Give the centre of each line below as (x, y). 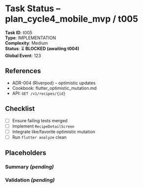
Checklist (20, 109)
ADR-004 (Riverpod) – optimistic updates (54, 83)
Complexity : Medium (26, 43)
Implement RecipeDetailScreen (43, 126)
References (23, 71)
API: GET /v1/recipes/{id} (39, 93)
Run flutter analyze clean (39, 137)
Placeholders (26, 153)
